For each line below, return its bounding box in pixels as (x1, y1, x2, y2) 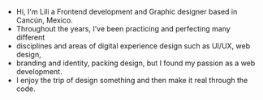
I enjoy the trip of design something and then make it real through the (15, 76, 248, 85)
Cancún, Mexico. (15, 15, 73, 25)
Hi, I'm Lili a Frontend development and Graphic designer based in (15, 7, 238, 16)
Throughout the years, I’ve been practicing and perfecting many (15, 24, 231, 33)
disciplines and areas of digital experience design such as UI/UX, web (15, 41, 251, 51)
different (15, 32, 45, 42)
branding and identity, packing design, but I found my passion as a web (15, 58, 256, 68)
